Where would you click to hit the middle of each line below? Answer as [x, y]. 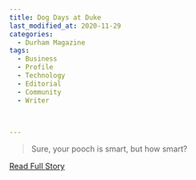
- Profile [35, 68]
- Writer [33, 100]
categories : [31, 34]
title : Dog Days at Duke [55, 17]
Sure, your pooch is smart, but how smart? [109, 149]
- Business [37, 59]
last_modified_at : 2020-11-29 [65, 26]
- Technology [41, 76]
